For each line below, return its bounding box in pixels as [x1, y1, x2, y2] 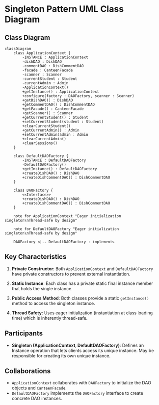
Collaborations [4, 367, 51, 376]
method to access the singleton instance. [11, 300, 95, 306]
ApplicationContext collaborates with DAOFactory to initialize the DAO [11, 380, 152, 386]
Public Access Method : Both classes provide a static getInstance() [11, 295, 149, 301]
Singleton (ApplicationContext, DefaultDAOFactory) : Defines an [11, 342, 144, 348]
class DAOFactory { [13, 188, 53, 193]
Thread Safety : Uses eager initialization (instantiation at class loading [11, 310, 153, 316]
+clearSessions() [22, 141, 57, 146]
